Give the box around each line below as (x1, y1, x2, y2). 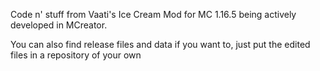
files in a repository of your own (10, 49, 142, 61)
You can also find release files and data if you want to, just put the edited (10, 39, 311, 50)
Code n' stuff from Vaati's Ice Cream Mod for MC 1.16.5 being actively (10, 9, 297, 20)
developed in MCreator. (10, 19, 108, 31)
